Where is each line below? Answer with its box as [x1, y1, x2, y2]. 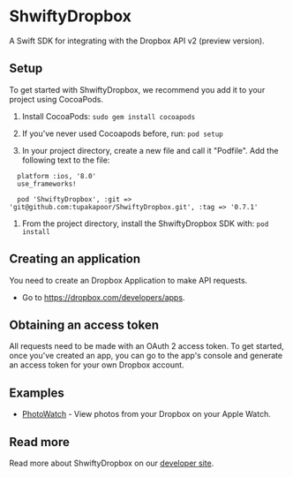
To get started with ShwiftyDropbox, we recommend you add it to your [9, 84, 266, 95]
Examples [9, 385, 64, 400]
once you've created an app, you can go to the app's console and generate [9, 351, 283, 361]
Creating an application [9, 252, 141, 267]
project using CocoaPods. [9, 94, 104, 104]
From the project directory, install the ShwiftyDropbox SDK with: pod [21, 218, 269, 229]
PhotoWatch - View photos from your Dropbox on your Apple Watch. [21, 409, 271, 420]
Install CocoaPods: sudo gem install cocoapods [21, 110, 196, 121]
